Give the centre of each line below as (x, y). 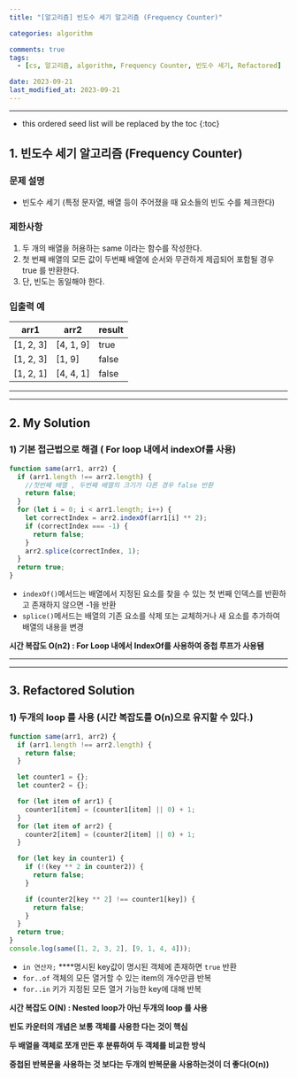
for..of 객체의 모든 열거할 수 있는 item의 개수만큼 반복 (117, 977)
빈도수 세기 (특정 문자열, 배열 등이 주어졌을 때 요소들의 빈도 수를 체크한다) (148, 202)
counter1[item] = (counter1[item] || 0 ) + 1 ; (110, 810)
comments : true (37, 50)
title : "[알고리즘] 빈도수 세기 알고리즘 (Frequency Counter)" (116, 17)
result (111, 330)
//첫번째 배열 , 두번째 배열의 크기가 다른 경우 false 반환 (119, 485)
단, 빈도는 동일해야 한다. (63, 281)
